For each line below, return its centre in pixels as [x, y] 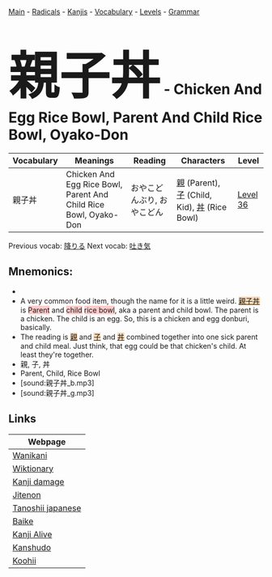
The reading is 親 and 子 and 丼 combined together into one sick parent [139, 337]
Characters [203, 160]
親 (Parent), [199, 183]
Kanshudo [32, 547]
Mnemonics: [41, 272]
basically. [36, 327]
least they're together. [57, 354]
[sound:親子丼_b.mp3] [57, 383]
